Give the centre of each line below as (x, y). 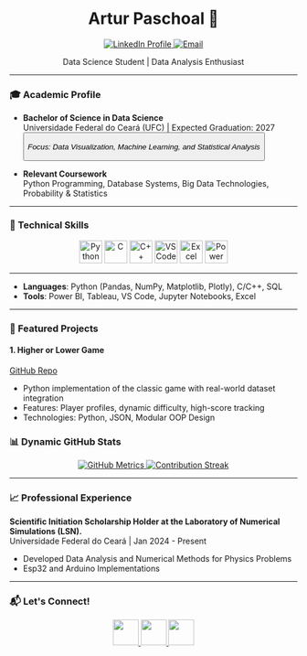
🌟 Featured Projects (54, 328)
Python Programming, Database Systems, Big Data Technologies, (146, 183)
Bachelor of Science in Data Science (93, 118)
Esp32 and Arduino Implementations (91, 568)
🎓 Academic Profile (55, 94)
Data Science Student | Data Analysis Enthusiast (153, 61)
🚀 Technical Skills (49, 225)
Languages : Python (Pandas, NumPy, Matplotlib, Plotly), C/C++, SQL (153, 286)
